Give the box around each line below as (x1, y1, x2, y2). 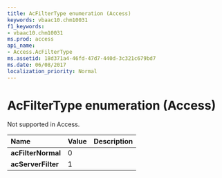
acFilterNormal (10, 148, 61, 158)
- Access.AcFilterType (7, 49, 73, 56)
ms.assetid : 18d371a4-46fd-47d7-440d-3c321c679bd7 (7, 55, 156, 62)
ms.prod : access (7, 36, 54, 43)
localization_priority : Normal (7, 68, 98, 75)
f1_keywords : (7, 23, 45, 30)
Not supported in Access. (7, 120, 80, 128)
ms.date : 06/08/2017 (7, 61, 67, 68)
